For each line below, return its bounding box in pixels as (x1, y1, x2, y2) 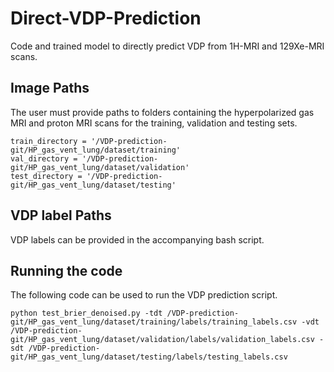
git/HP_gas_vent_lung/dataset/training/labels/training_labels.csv (10, 317, 298, 327)
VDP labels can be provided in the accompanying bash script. (10, 233, 265, 246)
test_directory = (10, 171, 83, 181)
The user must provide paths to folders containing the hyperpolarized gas (10, 106, 315, 118)
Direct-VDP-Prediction (10, 7, 202, 30)
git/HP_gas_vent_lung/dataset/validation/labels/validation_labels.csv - (10, 335, 325, 345)
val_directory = (10, 153, 78, 164)
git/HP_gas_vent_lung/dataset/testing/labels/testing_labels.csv (10, 352, 288, 362)
